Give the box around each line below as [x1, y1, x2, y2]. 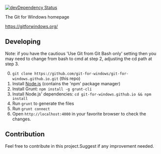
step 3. [5, 61, 19, 67]
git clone [12, 71, 33, 76]
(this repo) [59, 76, 81, 81]
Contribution [5, 130, 45, 138]
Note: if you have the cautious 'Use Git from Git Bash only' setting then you [5, 50, 157, 56]
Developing [5, 38, 41, 46]
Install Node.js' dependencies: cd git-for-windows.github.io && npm [12, 91, 152, 97]
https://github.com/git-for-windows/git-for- [34, 71, 129, 76]
